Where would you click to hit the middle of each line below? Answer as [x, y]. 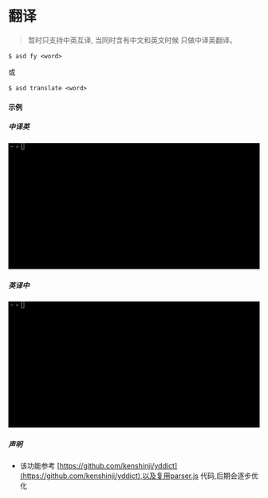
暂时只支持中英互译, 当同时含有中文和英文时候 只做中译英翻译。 [132, 40]
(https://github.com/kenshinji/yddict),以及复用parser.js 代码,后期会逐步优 [139, 476]
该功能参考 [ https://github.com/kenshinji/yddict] [99, 466]
